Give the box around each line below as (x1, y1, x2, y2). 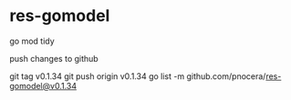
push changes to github (9, 53, 99, 64)
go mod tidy (9, 35, 55, 46)
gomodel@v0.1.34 (9, 80, 78, 91)
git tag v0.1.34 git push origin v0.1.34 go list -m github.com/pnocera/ (9, 70, 266, 82)
